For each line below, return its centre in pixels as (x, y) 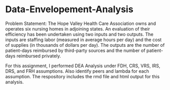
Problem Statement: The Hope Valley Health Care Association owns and (81, 23)
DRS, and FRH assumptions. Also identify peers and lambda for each (77, 71)
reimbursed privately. (39, 56)
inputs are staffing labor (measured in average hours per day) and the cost (83, 40)
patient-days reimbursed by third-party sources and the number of (75, 50)
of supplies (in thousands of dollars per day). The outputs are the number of (85, 45)
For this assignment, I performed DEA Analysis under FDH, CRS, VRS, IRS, (83, 66)
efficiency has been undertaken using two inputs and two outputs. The (79, 34)
